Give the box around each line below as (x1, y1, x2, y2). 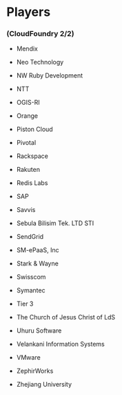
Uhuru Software (16, 326, 62, 335)
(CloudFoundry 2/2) (6, 29, 74, 39)
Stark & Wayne (16, 259, 59, 267)
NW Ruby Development (16, 71, 83, 80)
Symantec (16, 286, 45, 295)
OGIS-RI (16, 98, 40, 107)
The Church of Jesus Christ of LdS (16, 313, 116, 322)
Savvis (16, 206, 36, 214)
